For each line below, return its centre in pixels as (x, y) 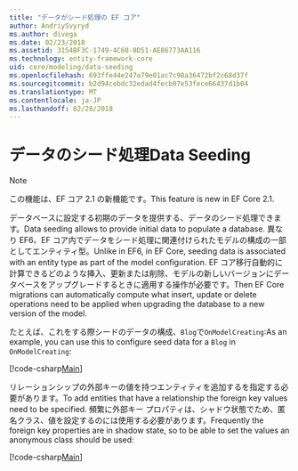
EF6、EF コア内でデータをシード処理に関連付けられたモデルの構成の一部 (153, 240)
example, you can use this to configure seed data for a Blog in (123, 342)
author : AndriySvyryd (49, 26)
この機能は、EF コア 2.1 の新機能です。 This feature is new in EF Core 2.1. (142, 199)
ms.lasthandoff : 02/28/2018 (61, 109)
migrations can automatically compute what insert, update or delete (133, 295)
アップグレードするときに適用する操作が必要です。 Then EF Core (166, 285)
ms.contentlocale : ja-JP (55, 100)
